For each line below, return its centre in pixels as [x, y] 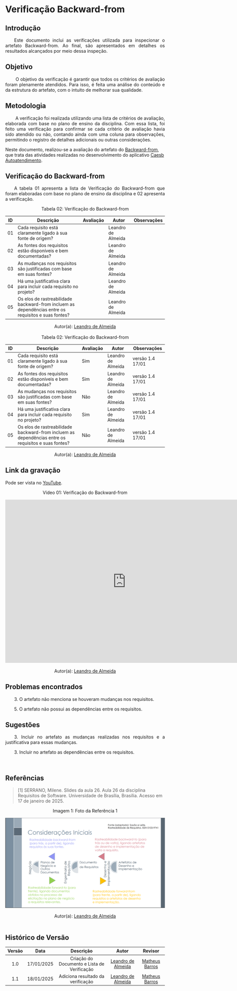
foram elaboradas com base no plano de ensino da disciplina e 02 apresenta [85, 194]
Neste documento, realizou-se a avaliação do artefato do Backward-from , [82, 149]
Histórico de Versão [37, 937]
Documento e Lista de [82, 964]
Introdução [23, 28]
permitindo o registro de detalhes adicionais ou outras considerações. [78, 139]
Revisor [151, 951]
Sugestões [23, 724]
